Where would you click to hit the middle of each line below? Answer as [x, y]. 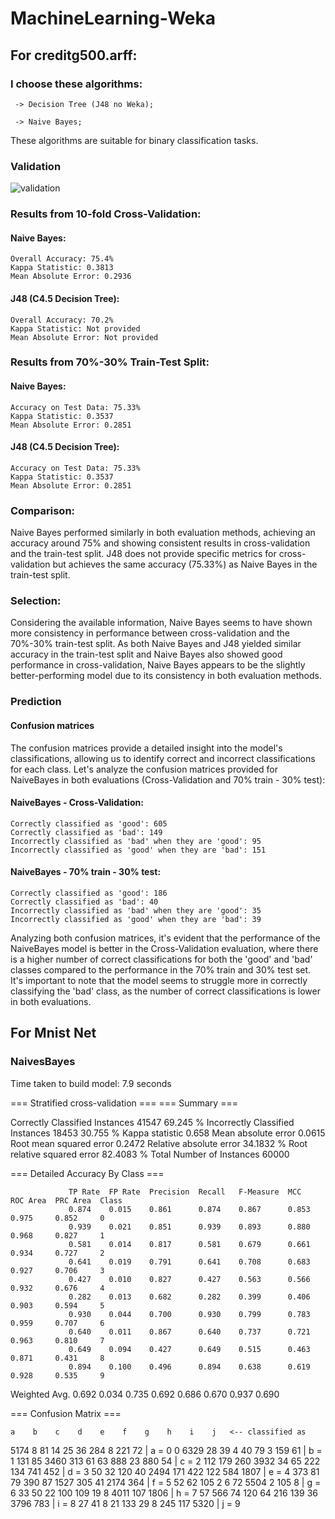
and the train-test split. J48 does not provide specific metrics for [143, 554]
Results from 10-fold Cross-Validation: [106, 214]
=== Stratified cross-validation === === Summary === [124, 1103]
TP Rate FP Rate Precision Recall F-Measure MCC [185, 1192]
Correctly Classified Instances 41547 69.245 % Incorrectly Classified [152, 1122]
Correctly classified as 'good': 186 [89, 893]
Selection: [36, 601]
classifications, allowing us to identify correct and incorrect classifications [163, 758]
